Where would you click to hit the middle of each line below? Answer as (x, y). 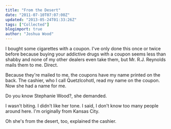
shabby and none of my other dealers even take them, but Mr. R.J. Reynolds (85, 59)
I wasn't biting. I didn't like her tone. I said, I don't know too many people (82, 106)
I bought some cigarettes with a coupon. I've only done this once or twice (83, 49)
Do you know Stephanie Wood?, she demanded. (56, 96)
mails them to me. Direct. (32, 65)
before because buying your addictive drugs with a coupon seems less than (85, 54)
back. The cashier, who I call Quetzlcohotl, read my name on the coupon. (83, 80)
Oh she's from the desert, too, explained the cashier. (61, 121)
